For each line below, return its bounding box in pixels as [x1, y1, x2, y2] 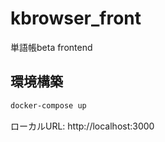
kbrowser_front [10, 7, 142, 30]
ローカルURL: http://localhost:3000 [10, 120, 155, 132]
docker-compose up [10, 100, 87, 111]
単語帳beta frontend [10, 41, 93, 53]
